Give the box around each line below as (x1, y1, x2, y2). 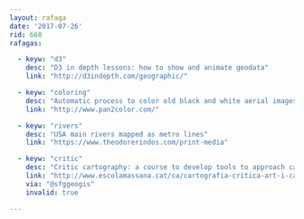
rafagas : (9, 38, 43, 48)
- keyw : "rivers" (17, 121, 83, 130)
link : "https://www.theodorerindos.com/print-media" (25, 138, 229, 148)
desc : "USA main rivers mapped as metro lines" (25, 129, 208, 138)
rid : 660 (9, 30, 43, 39)
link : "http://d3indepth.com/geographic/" (25, 71, 188, 81)
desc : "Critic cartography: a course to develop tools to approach (25, 163, 285, 172)
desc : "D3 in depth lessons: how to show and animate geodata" (25, 63, 270, 72)
